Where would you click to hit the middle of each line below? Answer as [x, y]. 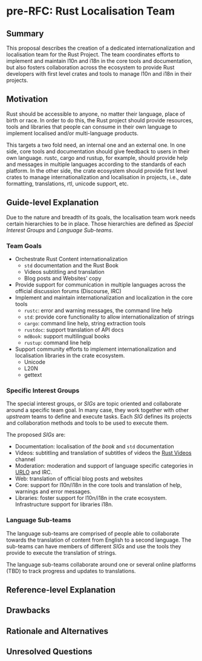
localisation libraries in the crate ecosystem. [70, 355]
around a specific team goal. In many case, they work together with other [98, 410]
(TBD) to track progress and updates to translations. [71, 571]
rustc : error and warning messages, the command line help [98, 310]
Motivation [27, 99]
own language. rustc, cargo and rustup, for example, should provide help [97, 158]
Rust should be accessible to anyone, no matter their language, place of [96, 114]
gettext [33, 374]
